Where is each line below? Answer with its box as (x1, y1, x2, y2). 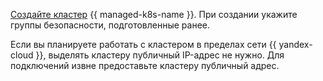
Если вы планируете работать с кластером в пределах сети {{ (10, 39, 277, 50)
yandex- (278, 39, 313, 50)
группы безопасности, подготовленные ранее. (10, 19, 211, 31)
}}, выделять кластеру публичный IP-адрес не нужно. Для (35, 49, 285, 61)
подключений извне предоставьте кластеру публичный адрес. (10, 60, 280, 71)
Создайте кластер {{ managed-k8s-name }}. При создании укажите (10, 9, 298, 20)
